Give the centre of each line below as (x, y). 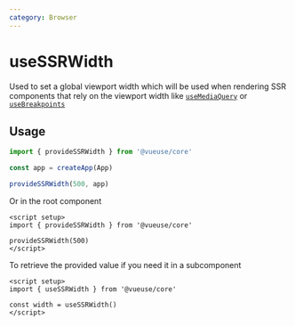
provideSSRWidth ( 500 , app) (59, 184)
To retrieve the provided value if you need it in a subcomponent (125, 265)
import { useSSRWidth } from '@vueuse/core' (93, 289)
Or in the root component (56, 201)
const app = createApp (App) (61, 168)
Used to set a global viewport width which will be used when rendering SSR (148, 86)
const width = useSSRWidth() (63, 305)
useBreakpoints (37, 104)
